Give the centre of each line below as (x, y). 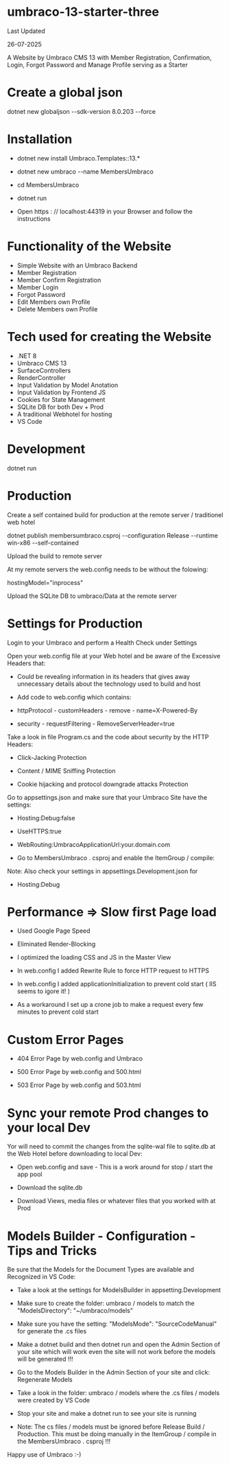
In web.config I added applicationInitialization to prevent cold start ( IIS (117, 984)
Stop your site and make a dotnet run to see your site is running (107, 1414)
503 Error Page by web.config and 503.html (79, 1085)
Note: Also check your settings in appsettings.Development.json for (103, 871)
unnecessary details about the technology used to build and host (109, 684)
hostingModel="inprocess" (45, 582)
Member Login (38, 287)
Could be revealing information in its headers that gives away (104, 676)
